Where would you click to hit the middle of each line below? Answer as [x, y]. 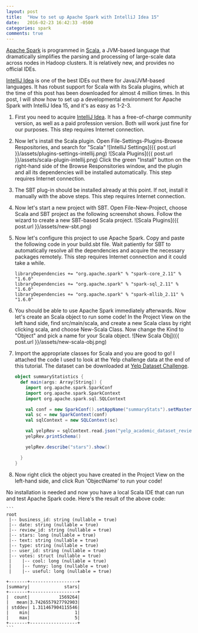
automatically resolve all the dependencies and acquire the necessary [100, 251]
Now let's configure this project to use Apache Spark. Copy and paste [100, 238]
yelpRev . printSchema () [53, 437]
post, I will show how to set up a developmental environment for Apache [94, 99]
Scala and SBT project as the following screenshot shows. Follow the [98, 214]
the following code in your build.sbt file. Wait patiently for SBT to [93, 244]
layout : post [22, 12]
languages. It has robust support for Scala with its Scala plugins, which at [95, 87]
